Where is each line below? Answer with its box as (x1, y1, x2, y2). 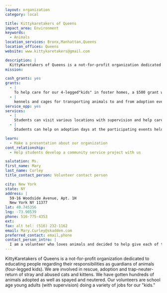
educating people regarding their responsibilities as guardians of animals (5, 261, 155, 267)
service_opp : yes (5, 104, 41, 109)
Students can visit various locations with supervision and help (14, 118, 153, 123)
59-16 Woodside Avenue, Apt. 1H (9, 195, 77, 201)
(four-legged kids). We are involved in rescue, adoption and (5, 266, 127, 272)
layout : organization (5, 7, 50, 12)
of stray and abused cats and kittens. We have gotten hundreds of (18, 272, 154, 277)
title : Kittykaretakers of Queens (5, 21, 77, 26)
